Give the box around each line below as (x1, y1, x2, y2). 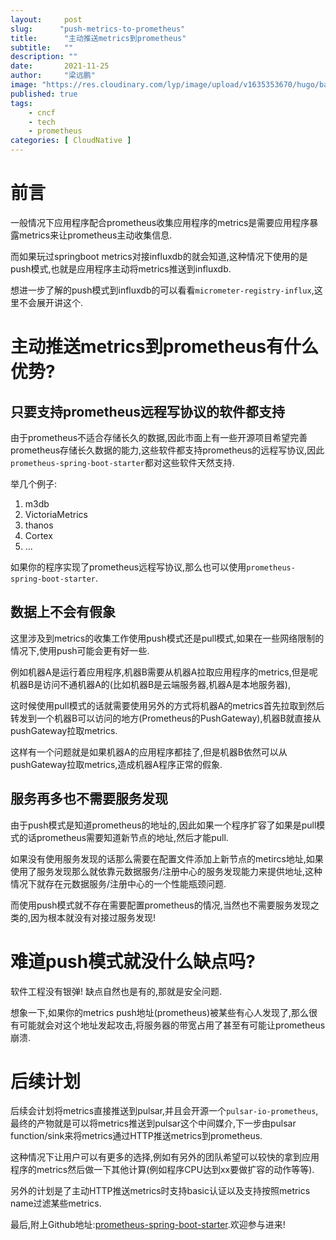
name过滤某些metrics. (10, 1197, 102, 1210)
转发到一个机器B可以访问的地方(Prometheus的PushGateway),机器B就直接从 (10, 712, 322, 724)
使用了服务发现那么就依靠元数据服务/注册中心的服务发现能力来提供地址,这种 (10, 865, 323, 877)
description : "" (10, 52, 78, 62)
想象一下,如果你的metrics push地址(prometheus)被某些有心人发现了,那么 (10, 1006, 310, 1018)
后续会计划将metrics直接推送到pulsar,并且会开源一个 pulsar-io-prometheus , (10, 1105, 319, 1117)
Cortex (24, 529, 53, 541)
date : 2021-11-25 (10, 61, 110, 71)
